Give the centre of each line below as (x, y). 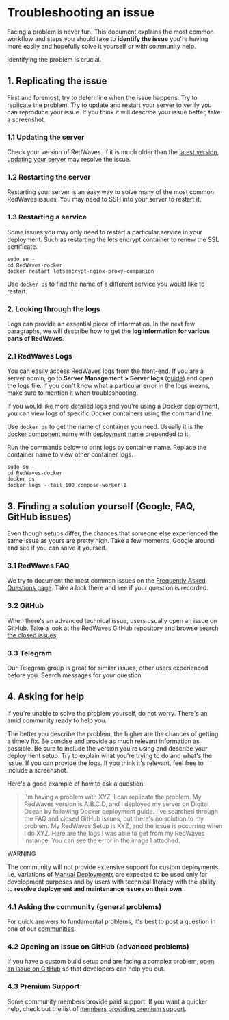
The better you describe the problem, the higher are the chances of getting (113, 733)
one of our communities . (42, 929)
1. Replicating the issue (57, 81)
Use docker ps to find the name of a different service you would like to (106, 284)
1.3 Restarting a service (47, 217)
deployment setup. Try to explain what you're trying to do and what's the (109, 755)
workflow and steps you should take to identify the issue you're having (108, 38)
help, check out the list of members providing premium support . (97, 1008)
